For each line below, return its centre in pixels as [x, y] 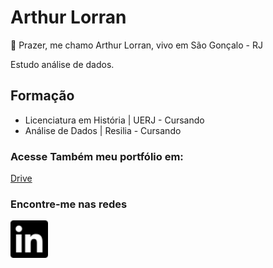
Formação [42, 96]
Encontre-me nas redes [69, 204]
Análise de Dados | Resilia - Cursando [103, 130]
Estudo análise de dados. [62, 64]
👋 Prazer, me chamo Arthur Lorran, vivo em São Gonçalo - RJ [136, 45]
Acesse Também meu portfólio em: [97, 156]
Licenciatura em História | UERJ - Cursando [114, 120]
